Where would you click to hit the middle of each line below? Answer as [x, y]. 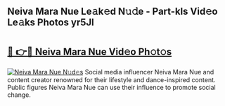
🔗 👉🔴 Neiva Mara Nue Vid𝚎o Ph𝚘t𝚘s [90, 52]
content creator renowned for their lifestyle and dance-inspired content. [111, 80]
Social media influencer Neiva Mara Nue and [149, 72]
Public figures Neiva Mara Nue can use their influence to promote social [111, 87]
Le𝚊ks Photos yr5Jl [51, 23]
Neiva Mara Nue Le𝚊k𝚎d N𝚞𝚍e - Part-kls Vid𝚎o [112, 12]
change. [19, 95]
